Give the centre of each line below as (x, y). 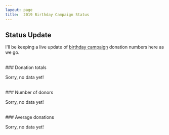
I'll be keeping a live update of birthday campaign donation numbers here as (85, 47)
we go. (12, 52)
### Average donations (30, 117)
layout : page (19, 10)
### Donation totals (26, 67)
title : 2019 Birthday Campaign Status (47, 15)
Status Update (28, 35)
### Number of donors (29, 92)
